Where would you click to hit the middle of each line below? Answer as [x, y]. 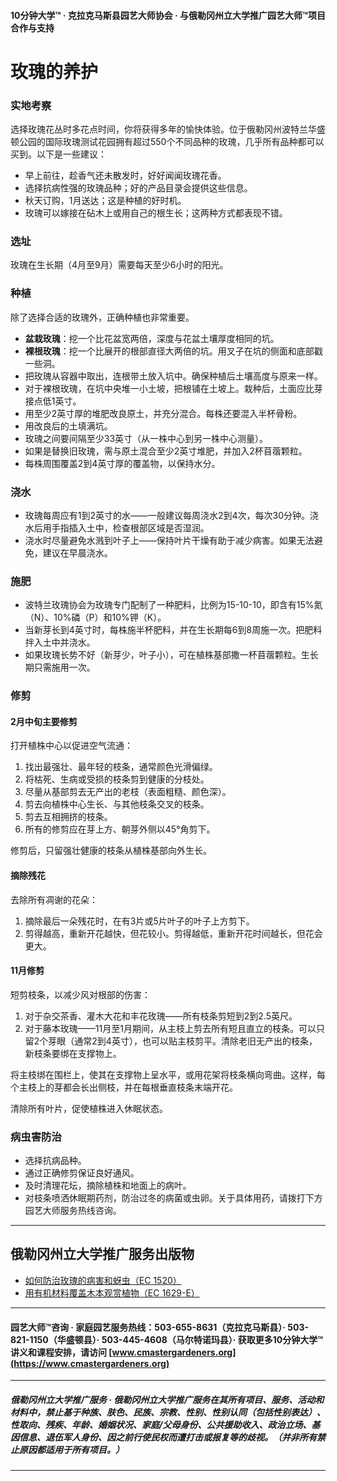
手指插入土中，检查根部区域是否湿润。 [130, 527]
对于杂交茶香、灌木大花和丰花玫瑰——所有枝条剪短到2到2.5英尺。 [161, 1016]
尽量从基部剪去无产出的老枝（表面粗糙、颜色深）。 [128, 792]
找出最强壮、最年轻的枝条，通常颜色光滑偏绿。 [121, 767]
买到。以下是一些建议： [58, 154]
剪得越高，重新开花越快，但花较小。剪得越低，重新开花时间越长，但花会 [173, 933]
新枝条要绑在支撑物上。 [73, 1053]
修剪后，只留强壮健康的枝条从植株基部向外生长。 [111, 851]
